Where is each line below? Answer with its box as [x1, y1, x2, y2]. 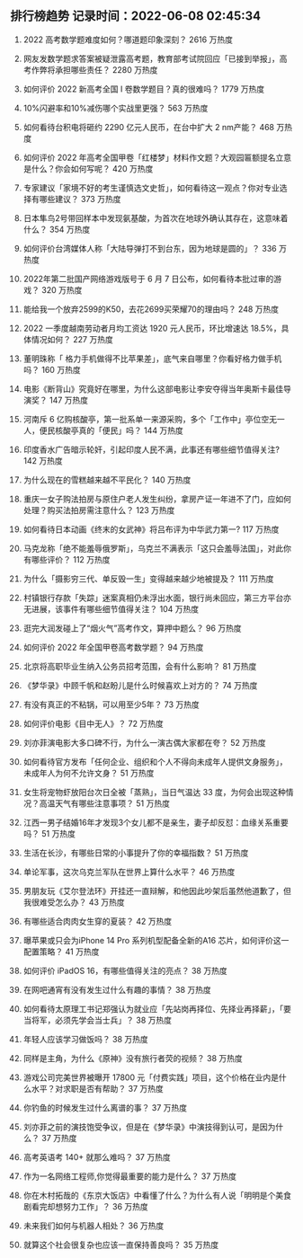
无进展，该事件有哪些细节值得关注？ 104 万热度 [22, 603, 200, 614]
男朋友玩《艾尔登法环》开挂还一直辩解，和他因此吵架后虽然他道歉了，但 [22, 885, 291, 896]
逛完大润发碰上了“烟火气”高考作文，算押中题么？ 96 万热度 [22, 623, 242, 633]
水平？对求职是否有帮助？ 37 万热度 [31, 1083, 165, 1094]
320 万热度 [40, 284, 83, 295]
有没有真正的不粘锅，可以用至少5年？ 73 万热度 [22, 699, 201, 710]
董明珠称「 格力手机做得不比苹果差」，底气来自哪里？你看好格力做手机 [22, 353, 282, 364]
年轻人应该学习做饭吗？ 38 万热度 [22, 1033, 148, 1044]
